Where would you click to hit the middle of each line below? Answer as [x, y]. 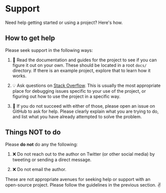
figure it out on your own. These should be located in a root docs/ [80, 65]
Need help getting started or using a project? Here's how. [64, 22]
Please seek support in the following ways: [49, 50]
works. [19, 76]
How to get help [30, 38]
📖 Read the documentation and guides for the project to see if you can [84, 60]
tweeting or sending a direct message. [52, 160]
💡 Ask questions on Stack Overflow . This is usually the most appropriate [86, 85]
